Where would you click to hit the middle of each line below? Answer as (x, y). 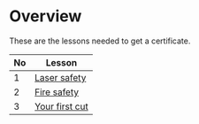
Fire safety (57, 92)
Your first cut (61, 106)
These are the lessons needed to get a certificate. (100, 41)
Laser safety (61, 77)
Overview (46, 16)
